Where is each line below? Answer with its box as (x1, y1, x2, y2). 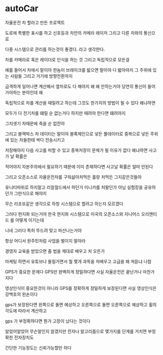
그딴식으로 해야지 (14, 190, 47, 196)
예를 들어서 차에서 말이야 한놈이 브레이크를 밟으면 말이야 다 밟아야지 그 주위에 (5, 67, 152, 73)
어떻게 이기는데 (15, 217, 44, 223)
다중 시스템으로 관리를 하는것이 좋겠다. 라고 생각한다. (5, 46, 105, 52)
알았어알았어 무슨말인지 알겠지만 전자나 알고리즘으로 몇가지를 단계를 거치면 (5, 328, 147, 334)
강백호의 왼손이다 (5, 291, 38, 297)
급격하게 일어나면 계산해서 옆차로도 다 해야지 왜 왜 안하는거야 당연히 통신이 (5, 83, 147, 89)
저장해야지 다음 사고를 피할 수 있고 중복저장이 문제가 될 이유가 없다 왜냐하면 (5, 147, 148, 153)
